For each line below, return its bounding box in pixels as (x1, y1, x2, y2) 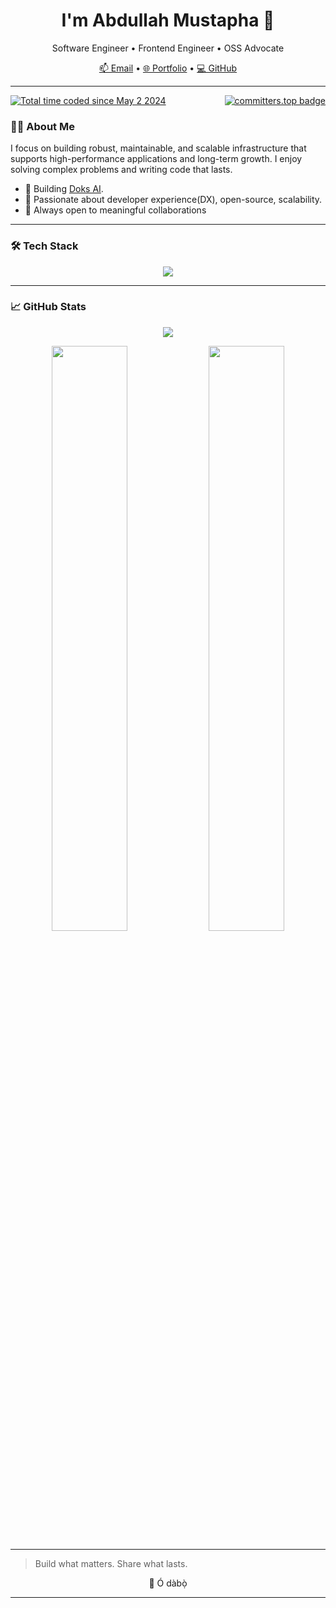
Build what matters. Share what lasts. (34, 1557, 188, 1569)
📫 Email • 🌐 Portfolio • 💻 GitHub (98, 62, 238, 74)
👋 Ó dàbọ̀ (148, 1577, 188, 1589)
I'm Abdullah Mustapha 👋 (61, 9, 275, 32)
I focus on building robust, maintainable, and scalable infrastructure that (10, 142, 307, 154)
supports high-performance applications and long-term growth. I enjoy (10, 153, 303, 165)
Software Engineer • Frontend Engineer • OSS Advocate (51, 42, 285, 54)
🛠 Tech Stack (10, 239, 79, 253)
